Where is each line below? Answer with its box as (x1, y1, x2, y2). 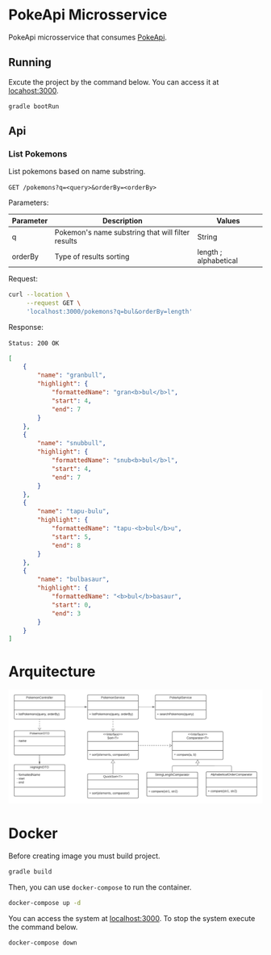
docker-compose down (8, 938, 78, 947)
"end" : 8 (51, 541, 81, 549)
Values (216, 215, 240, 225)
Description (102, 215, 143, 225)
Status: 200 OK (8, 339, 60, 348)
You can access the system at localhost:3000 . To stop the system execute (8, 913, 256, 923)
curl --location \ (8, 290, 70, 298)
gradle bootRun (8, 102, 60, 111)
